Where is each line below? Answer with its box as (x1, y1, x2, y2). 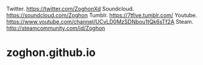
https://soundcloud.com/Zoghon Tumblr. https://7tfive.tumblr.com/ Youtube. (6, 12, 198, 19)
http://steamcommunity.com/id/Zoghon (6, 24, 105, 32)
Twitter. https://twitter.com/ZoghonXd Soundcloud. (6, 5, 134, 12)
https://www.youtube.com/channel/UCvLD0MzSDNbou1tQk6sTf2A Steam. (6, 18, 194, 25)
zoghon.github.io (6, 46, 96, 60)
